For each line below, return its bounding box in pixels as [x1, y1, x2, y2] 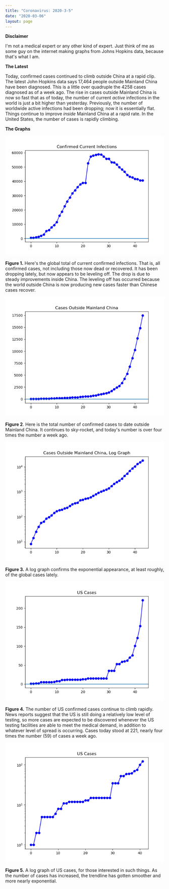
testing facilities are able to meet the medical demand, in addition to [5, 722, 146, 729]
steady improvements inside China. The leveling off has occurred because [5, 276, 160, 283]
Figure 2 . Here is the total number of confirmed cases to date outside [5, 421, 150, 427]
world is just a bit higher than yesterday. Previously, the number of [5, 100, 143, 106]
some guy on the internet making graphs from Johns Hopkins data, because [5, 48, 164, 54]
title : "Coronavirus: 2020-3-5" [5, 8, 73, 13]
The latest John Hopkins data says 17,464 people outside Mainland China [5, 79, 157, 85]
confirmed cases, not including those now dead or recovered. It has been [5, 265, 158, 272]
